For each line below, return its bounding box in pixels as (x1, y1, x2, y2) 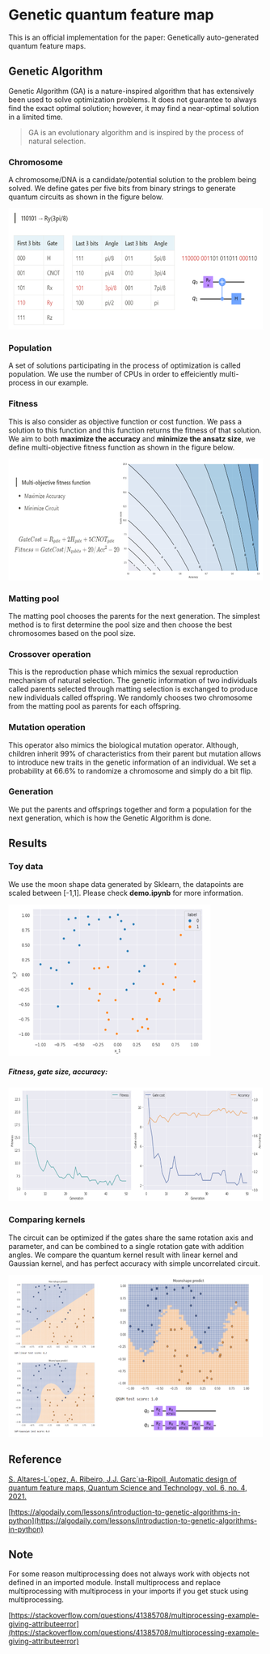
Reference (8, 1452, 62, 1467)
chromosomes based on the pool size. (8, 628, 136, 637)
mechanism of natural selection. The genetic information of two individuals (8, 676, 258, 685)
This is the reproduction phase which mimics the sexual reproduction (8, 667, 238, 677)
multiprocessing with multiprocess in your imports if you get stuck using (8, 1586, 249, 1596)
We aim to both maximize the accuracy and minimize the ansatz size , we (8, 433, 256, 443)
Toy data (8, 861, 44, 872)
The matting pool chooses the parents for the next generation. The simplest (8, 611, 260, 620)
